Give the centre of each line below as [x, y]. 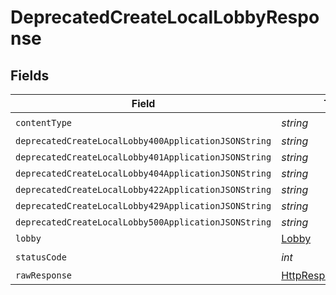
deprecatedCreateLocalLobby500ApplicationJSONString [143, 222]
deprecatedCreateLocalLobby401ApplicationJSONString [143, 157]
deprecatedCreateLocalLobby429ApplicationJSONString [143, 206]
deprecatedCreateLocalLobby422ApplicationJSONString [143, 189]
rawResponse [44, 275]
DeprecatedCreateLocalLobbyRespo [165, 17]
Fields [30, 75]
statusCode [41, 257]
